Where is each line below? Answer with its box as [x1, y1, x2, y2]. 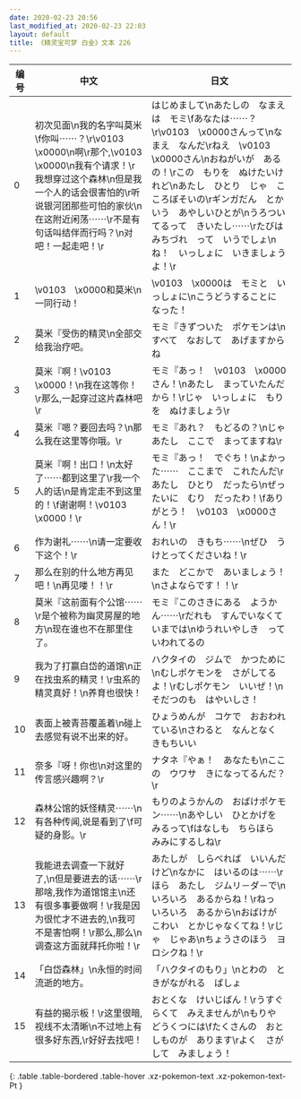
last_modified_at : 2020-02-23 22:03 [9, 21, 146, 30]
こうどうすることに [195, 290, 278, 303]
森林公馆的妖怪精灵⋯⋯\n [34, 803, 142, 815]
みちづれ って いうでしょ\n [150, 234, 277, 246]
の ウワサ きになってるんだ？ [150, 768, 287, 780]
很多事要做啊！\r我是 [43, 899, 132, 912]
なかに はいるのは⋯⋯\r [177, 866, 284, 879]
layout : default [9, 30, 70, 39]
